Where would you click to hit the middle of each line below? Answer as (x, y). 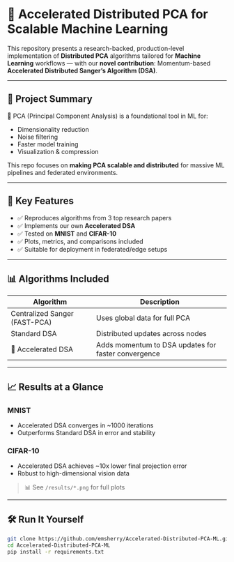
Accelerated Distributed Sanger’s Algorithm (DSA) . (83, 70)
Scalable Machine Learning (88, 29)
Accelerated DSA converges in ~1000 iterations (85, 425)
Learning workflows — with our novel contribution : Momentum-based (109, 63)
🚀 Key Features (41, 201)
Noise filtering (38, 137)
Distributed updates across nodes (151, 334)
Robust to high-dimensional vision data (73, 473)
